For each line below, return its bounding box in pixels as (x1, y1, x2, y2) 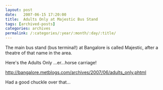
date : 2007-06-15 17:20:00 (5, 12, 67, 17)
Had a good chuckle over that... (5, 79, 71, 85)
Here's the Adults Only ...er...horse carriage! (5, 60, 97, 65)
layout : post (5, 7, 33, 13)
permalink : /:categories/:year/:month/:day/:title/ (5, 31, 116, 36)
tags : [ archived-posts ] (5, 21, 56, 27)
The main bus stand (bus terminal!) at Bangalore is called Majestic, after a (5, 45, 158, 50)
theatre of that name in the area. (5, 50, 72, 56)
